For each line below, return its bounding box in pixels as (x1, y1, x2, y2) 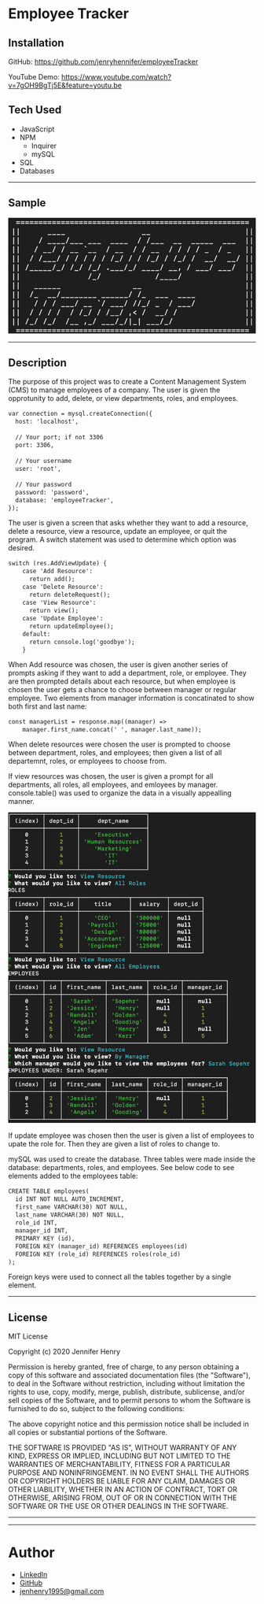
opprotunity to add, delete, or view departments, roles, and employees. (8, 394, 238, 403)
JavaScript (19, 124, 55, 134)
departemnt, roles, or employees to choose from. (8, 757, 167, 766)
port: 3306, (15, 442, 55, 450)
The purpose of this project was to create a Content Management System (8, 377, 247, 387)
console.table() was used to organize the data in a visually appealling (8, 788, 232, 798)
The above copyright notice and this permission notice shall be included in (8, 1419, 249, 1429)
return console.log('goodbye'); (28, 639, 135, 646)
